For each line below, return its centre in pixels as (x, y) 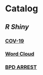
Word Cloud (20, 54)
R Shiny (17, 27)
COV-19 (15, 41)
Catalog (22, 9)
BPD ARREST (21, 67)
